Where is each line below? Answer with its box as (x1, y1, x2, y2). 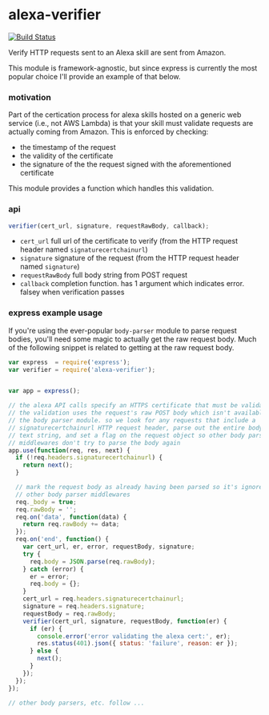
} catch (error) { (22, 565, 84, 573)
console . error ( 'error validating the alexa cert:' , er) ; (37, 632, 231, 640)
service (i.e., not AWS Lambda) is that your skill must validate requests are (8, 119, 254, 128)
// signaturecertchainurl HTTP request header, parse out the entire (8, 423, 246, 432)
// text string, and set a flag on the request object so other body (8, 431, 246, 439)
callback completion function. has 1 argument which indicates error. (19, 279, 245, 289)
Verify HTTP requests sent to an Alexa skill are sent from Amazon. (8, 47, 227, 57)
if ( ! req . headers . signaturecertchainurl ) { (15, 454, 163, 462)
